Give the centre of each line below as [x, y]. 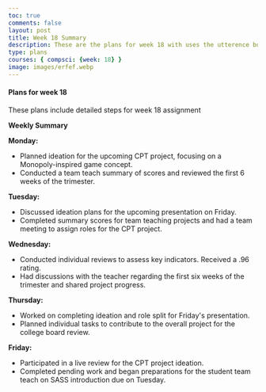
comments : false [35, 23]
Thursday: [26, 300]
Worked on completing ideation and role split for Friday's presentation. [135, 315]
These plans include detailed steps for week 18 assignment [104, 110]
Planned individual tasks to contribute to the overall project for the [127, 323]
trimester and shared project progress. [83, 284]
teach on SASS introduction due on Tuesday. [93, 379]
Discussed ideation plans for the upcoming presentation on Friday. [128, 211]
